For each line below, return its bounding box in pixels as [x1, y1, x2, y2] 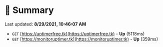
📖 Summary [4, 4, 54, 16]
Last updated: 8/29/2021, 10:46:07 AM [4, 21, 86, 27]
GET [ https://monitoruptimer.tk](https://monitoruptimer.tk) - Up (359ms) [11, 36, 158, 42]
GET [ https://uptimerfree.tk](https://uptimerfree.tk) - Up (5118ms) [11, 30, 145, 36]
